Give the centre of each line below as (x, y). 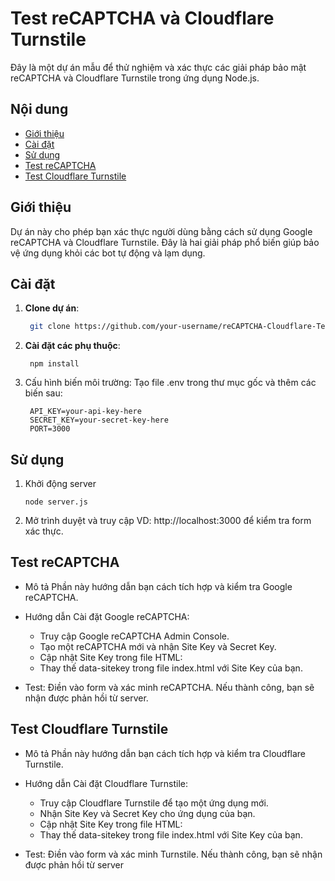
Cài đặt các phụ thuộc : (72, 346)
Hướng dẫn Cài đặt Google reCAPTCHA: (107, 616)
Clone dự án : (52, 308)
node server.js (56, 502)
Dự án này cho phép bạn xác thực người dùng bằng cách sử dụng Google (161, 231)
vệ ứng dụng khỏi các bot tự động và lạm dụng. (108, 253)
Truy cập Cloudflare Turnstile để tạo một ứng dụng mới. (154, 803)
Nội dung (39, 109)
